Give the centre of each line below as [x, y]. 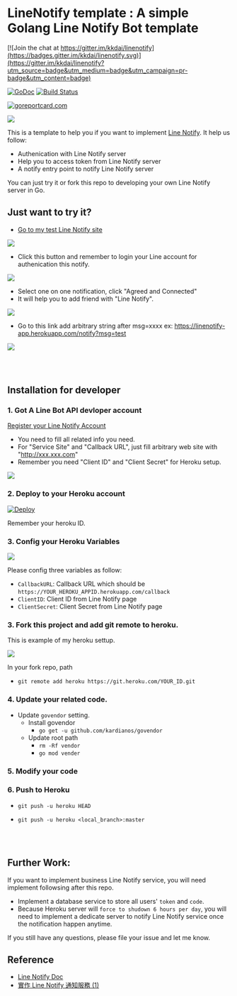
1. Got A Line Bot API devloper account [75, 411]
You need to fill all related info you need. [76, 439]
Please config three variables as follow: [65, 570]
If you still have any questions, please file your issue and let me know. [109, 937]
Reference [31, 960]
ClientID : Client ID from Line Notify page [77, 599]
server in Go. [26, 190]
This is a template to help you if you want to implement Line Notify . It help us [119, 132]
